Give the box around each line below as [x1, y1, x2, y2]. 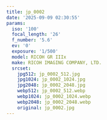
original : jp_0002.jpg [17, 104, 75, 111]
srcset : [12, 65, 32, 72]
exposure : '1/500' [12, 48, 59, 55]
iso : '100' [12, 25, 40, 32]
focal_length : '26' [12, 32, 61, 38]
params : [6, 20, 26, 26]
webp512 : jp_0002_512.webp [17, 88, 86, 94]
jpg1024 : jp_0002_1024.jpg [17, 76, 86, 82]
